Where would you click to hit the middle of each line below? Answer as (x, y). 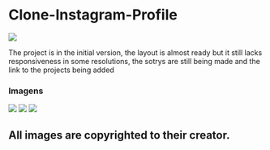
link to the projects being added (62, 70)
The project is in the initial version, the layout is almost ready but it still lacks (135, 52)
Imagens (26, 91)
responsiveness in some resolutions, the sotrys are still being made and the (135, 61)
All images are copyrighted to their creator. (119, 135)
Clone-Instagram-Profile (93, 15)
